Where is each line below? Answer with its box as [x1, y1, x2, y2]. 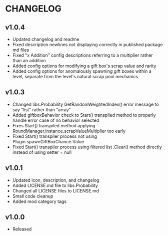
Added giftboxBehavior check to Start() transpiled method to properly [12, 112, 156, 118]
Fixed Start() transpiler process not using [12, 133, 97, 139]
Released [12, 226, 32, 232]
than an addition [12, 58, 46, 63]
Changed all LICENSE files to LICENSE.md [12, 187, 99, 193]
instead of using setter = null [12, 149, 71, 155]
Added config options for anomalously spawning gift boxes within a [12, 68, 151, 74]
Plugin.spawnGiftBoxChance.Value [12, 138, 84, 144]
